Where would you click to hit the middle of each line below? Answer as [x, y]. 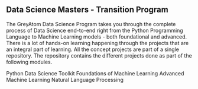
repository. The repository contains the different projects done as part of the [99, 55]
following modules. [29, 62]
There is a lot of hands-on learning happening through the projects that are [98, 43]
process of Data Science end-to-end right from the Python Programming [95, 30]
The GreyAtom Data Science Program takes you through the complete [91, 24]
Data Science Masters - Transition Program [87, 10]
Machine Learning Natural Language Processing [65, 80]
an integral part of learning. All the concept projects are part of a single [92, 49]
